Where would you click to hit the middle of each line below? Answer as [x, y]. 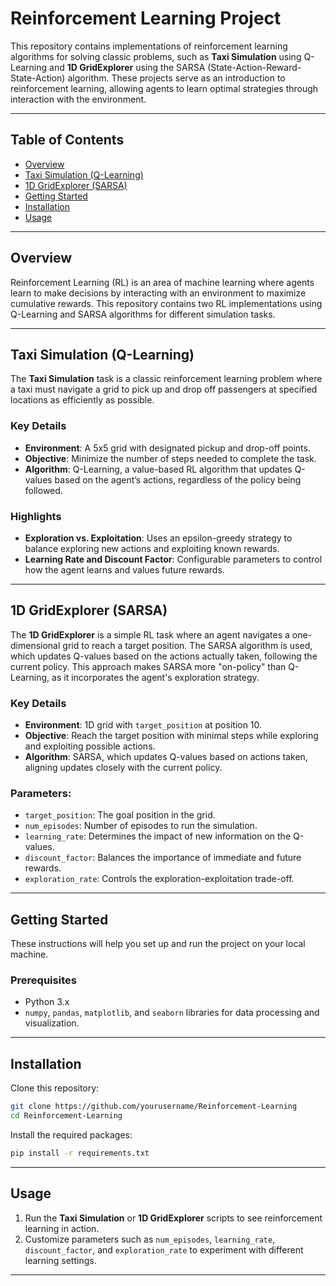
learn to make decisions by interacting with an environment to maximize [158, 293]
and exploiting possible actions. [90, 746]
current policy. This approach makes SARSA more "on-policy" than [148, 666]
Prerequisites [43, 980]
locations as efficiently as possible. [82, 400]
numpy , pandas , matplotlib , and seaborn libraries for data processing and [172, 1013]
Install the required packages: [71, 1135]
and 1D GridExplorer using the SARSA [127, 67]
